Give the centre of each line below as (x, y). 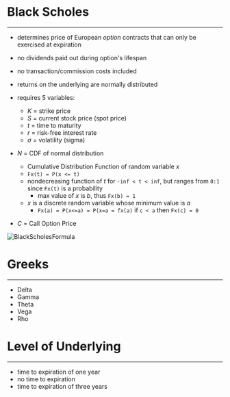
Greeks (28, 265)
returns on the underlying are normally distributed (87, 84)
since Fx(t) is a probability (65, 188)
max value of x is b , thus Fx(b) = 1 (86, 195)
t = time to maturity (54, 125)
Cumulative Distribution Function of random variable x (103, 166)
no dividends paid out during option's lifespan (82, 57)
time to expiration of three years (62, 386)
